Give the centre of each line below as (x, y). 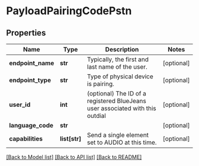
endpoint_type (30, 80)
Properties (26, 33)
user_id (20, 105)
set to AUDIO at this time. (122, 142)
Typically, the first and (118, 59)
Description (122, 50)
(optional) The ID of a (117, 93)
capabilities (26, 139)
